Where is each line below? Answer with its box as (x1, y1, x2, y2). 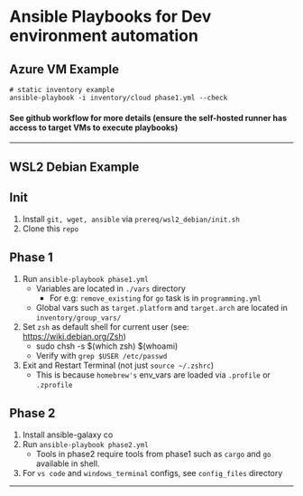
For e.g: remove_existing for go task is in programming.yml (49, 293, 262, 304)
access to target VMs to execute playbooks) (9, 122, 179, 133)
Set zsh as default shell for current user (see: (22, 322, 189, 332)
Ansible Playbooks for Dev (9, 6, 212, 27)
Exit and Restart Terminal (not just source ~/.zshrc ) (22, 360, 215, 371)
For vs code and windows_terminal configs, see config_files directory (22, 468, 283, 479)
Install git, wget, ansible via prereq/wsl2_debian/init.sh (22, 214, 241, 225)
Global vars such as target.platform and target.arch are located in (35, 303, 289, 314)
